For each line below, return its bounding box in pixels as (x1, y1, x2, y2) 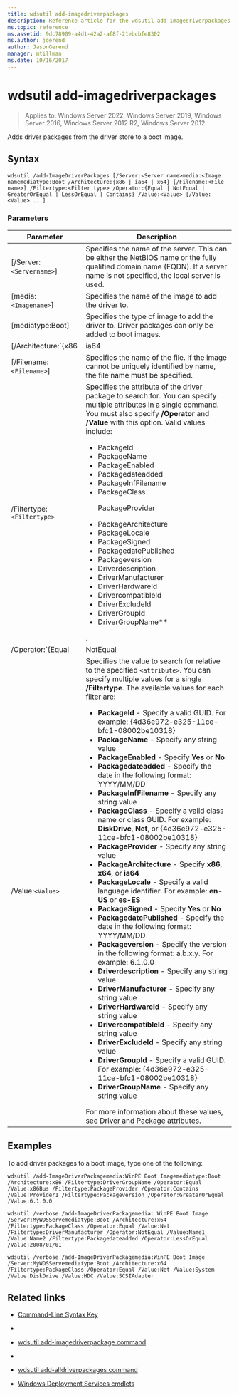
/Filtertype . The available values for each (85, 683, 224, 693)
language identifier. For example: (97, 886, 208, 896)
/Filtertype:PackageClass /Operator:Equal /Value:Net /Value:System (7, 1266, 215, 1273)
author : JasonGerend (7, 43, 69, 51)
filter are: (85, 692, 116, 702)
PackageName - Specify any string (97, 735, 218, 745)
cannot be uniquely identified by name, (85, 361, 216, 371)
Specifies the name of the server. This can (85, 244, 228, 254)
